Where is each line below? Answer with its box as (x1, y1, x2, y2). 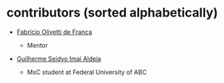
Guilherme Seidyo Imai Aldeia (16, 54, 102, 63)
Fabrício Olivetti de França (16, 28, 93, 36)
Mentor (26, 41, 48, 49)
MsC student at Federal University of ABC (26, 68, 147, 76)
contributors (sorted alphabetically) (6, 5, 218, 21)
